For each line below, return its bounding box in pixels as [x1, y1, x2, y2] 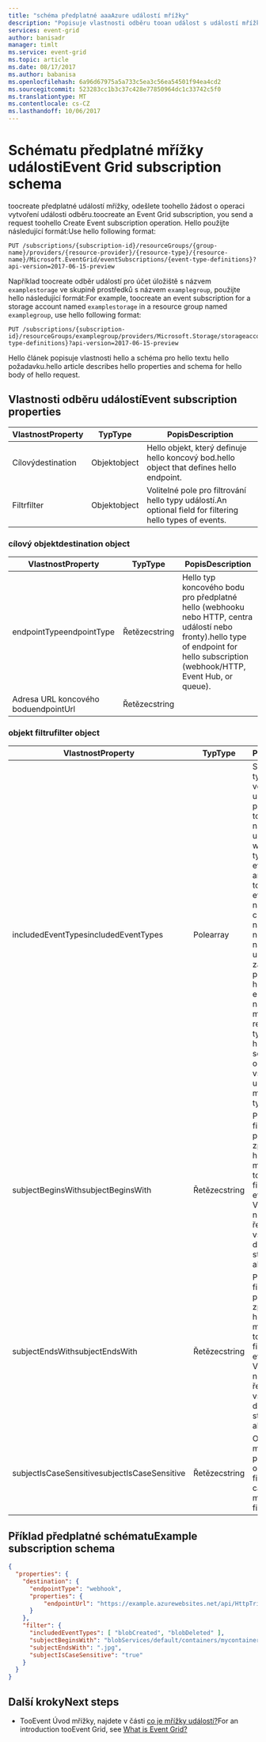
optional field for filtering [146, 504, 239, 515]
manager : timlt [8, 41, 59, 49]
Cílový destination [12, 457, 77, 468]
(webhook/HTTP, [181, 661, 246, 672]
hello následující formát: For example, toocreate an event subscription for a [8, 293, 251, 302]
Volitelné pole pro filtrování [146, 485, 247, 496]
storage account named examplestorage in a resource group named [8, 302, 228, 311]
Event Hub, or [181, 671, 234, 682]
